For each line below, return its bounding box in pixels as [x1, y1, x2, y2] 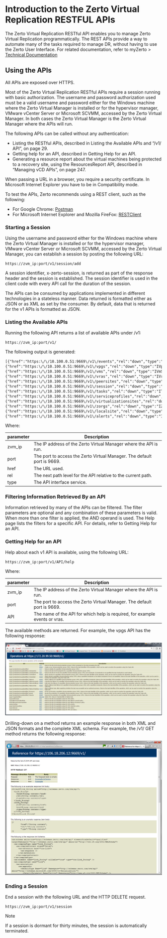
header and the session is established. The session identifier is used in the [5, 275, 158, 281]
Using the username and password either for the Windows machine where [5, 235, 158, 241]
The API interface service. [33, 479, 87, 485]
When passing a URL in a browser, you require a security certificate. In [5, 176, 150, 182]
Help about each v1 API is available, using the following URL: [5, 549, 129, 555]
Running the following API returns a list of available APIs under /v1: [5, 330, 141, 336]
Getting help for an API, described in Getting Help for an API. [12, 150, 137, 156]
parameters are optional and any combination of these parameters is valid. [5, 510, 158, 516]
